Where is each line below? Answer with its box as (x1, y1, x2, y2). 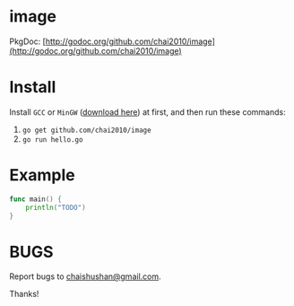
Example (9, 165, 75, 186)
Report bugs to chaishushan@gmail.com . (9, 271, 161, 282)
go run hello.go (22, 135, 83, 144)
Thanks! (9, 289, 39, 300)
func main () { (9, 195, 63, 204)
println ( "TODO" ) (25, 203, 87, 212)
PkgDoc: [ (9, 36, 47, 47)
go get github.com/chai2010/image (22, 126, 151, 135)
